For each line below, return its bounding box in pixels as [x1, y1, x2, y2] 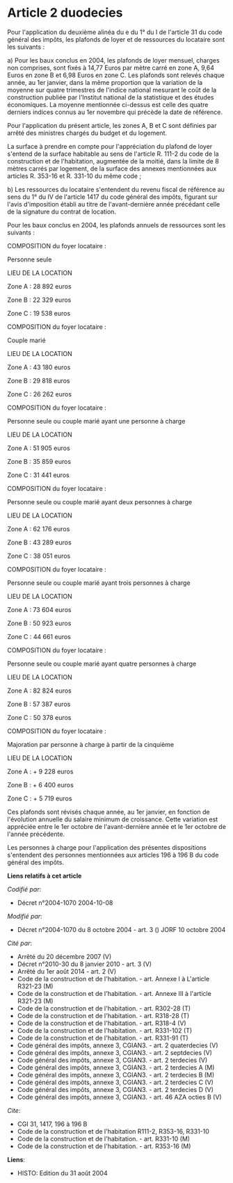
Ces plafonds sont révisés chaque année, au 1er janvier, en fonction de [7, 807, 210, 816]
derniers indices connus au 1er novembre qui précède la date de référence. [7, 108, 223, 116]
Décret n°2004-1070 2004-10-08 [17, 899, 113, 907]
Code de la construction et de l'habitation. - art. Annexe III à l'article [17, 989, 212, 997]
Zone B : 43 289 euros [7, 538, 72, 547]
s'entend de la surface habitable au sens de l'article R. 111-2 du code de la [7, 150, 219, 158]
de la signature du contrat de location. [7, 207, 117, 216]
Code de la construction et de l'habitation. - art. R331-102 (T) [17, 1026, 193, 1034]
